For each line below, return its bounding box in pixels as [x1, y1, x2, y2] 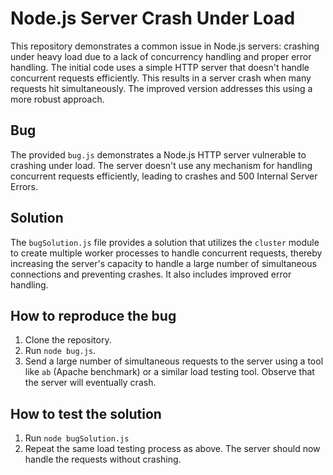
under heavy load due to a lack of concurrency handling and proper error [10, 50, 312, 62]
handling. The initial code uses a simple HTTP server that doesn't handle [10, 61, 310, 73]
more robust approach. [10, 93, 105, 105]
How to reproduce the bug [10, 307, 177, 324]
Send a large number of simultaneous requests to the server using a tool [24, 355, 324, 367]
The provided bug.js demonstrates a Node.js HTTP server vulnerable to [10, 148, 307, 161]
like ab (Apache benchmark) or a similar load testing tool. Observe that [24, 366, 315, 378]
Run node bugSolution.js [24, 432, 130, 444]
